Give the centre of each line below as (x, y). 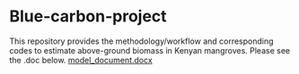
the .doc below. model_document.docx (81, 60)
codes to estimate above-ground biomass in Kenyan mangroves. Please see (149, 50)
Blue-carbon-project (88, 16)
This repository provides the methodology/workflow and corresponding (141, 41)
